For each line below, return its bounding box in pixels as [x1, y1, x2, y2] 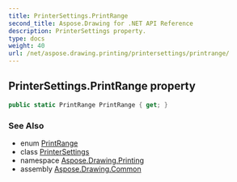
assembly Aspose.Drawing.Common [19, 163, 142, 174]
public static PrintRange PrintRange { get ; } [8, 100, 168, 109]
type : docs [8, 34, 45, 43]
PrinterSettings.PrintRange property [8, 79, 196, 93]
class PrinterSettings [19, 146, 90, 156]
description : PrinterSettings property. [8, 27, 147, 35]
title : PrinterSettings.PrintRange [8, 11, 129, 20]
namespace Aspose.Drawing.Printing [19, 155, 144, 165]
